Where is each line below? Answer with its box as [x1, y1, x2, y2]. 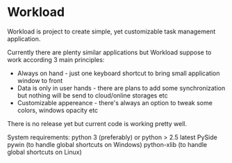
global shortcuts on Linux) [7, 148, 82, 156]
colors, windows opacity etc [17, 106, 99, 114]
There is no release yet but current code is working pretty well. [7, 119, 188, 127]
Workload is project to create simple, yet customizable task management [7, 27, 216, 36]
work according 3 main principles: [7, 55, 105, 63]
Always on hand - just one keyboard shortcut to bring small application [17, 69, 220, 77]
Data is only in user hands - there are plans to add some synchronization [17, 84, 226, 92]
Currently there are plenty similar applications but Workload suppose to [7, 48, 212, 56]
